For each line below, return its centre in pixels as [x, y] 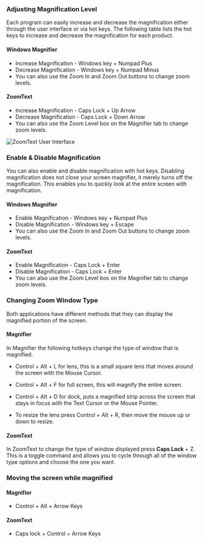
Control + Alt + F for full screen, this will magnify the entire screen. [99, 384]
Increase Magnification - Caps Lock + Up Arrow [75, 110]
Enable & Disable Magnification [53, 157]
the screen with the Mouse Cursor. [59, 373]
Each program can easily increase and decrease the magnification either [98, 23]
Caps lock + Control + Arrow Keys [58, 534]
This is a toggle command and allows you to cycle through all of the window [101, 455]
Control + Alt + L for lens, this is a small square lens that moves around [104, 366]
